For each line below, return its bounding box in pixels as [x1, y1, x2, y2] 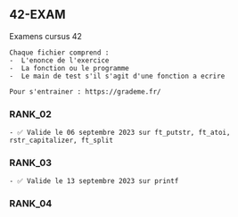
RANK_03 [9, 156, 52, 169]
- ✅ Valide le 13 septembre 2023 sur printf [9, 177, 179, 186]
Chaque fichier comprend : [9, 48, 110, 57]
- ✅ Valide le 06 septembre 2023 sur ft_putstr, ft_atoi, [9, 129, 231, 138]
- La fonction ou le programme [9, 63, 129, 72]
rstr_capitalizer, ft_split [9, 136, 114, 146]
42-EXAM [9, 7, 66, 22]
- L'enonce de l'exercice [9, 55, 110, 65]
